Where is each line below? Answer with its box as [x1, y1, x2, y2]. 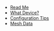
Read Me [10, 5, 29, 10]
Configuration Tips [10, 15, 49, 21]
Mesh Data [10, 20, 33, 26]
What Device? [10, 10, 39, 16]
